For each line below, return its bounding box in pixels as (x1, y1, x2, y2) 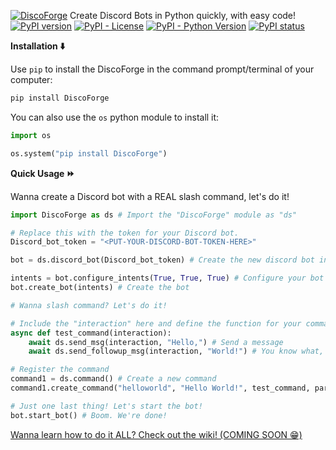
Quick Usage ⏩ (10, 167, 75, 179)
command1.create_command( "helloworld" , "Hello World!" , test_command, (10, 383, 311, 393)
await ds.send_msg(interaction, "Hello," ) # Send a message (28, 337, 284, 347)
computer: (10, 74, 53, 85)
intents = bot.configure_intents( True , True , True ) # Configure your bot (10, 273, 325, 284)
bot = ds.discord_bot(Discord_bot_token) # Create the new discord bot (10, 255, 315, 265)
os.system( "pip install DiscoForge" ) (10, 148, 168, 159)
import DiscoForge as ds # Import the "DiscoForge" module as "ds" (10, 210, 298, 220)
